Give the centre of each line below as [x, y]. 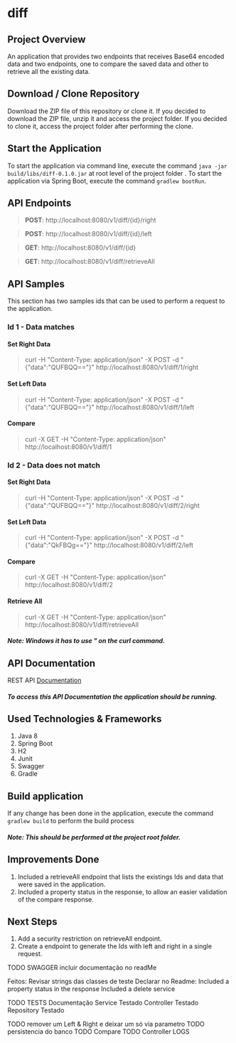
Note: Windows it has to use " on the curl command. [86, 641]
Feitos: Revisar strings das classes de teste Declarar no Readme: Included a [118, 981]
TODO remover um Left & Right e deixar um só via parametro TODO [106, 1024]
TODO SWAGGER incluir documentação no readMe [82, 968]
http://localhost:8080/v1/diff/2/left [144, 545]
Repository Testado [36, 1010]
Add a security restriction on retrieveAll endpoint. [90, 939]
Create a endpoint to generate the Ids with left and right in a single [114, 946]
